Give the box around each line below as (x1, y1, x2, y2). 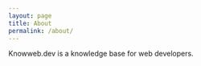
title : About (8, 19, 52, 27)
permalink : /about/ (8, 27, 74, 35)
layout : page (8, 11, 52, 20)
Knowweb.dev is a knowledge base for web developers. (8, 49, 195, 59)
